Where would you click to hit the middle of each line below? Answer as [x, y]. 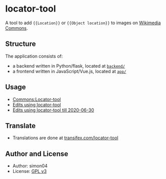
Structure [21, 44]
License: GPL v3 [30, 171]
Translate [20, 126]
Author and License [37, 154]
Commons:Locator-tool [37, 99]
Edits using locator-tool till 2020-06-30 [53, 110]
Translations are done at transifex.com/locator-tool [65, 138]
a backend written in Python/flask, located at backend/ [69, 66]
